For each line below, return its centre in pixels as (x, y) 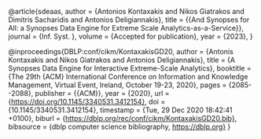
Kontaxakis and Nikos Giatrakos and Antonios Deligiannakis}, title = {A (122, 60)
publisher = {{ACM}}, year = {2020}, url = (103, 93)
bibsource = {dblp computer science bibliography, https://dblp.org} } (119, 126)
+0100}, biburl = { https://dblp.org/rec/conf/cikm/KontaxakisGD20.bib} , (123, 118)
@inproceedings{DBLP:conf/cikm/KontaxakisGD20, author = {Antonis (121, 51)
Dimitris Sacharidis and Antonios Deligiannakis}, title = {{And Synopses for (129, 20)
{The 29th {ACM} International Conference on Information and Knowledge (128, 77)
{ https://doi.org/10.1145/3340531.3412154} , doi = (87, 102)
